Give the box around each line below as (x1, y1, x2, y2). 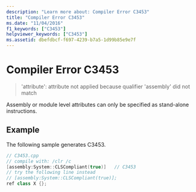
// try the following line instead (6, 170, 96, 176)
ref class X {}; (6, 181, 47, 187)
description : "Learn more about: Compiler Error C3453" (6, 8, 150, 15)
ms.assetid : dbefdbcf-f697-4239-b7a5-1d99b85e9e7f (6, 37, 136, 43)
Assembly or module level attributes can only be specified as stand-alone (6, 101, 189, 108)
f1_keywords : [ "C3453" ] (6, 25, 66, 32)
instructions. (6, 107, 37, 115)
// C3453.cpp (6, 152, 39, 159)
